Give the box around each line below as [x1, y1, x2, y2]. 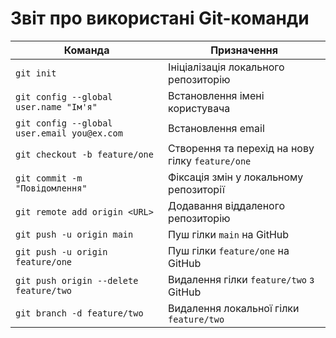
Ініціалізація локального [168, 60, 285, 74]
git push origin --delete [15, 275, 139, 286]
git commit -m [15, 172, 83, 184]
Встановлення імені [168, 88, 265, 102]
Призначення [210, 43, 278, 57]
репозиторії [168, 182, 225, 196]
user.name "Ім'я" [15, 101, 98, 112]
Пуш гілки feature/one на [168, 243, 290, 257]
